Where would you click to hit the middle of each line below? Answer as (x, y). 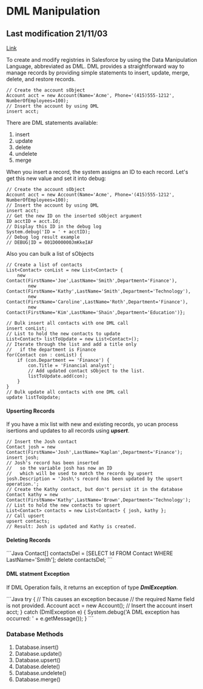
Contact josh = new (31, 447)
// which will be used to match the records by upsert (80, 474)
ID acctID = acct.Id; (34, 221)
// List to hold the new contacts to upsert (63, 505)
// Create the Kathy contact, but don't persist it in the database (95, 490)
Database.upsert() (38, 660)
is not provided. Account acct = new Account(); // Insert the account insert (99, 605)
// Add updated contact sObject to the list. (87, 371)
